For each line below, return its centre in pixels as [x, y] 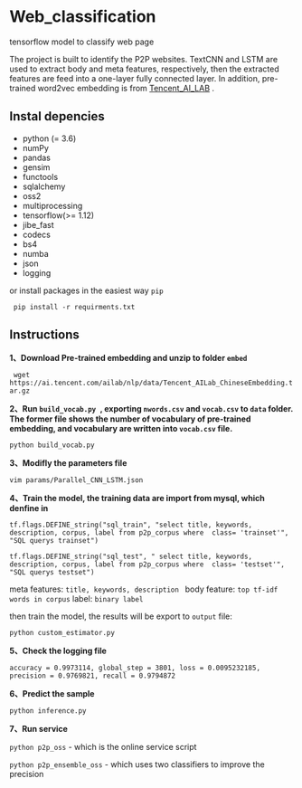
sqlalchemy [44, 186]
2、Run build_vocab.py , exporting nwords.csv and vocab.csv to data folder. [151, 408]
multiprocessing [52, 205]
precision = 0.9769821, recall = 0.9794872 [93, 676]
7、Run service [38, 728]
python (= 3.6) [49, 138]
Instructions [44, 335]
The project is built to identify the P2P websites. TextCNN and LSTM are [144, 59]
